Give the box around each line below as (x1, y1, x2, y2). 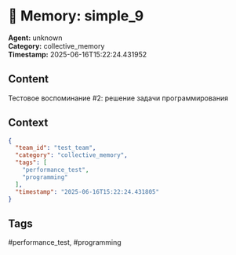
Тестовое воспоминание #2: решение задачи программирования (8, 93, 229, 103)
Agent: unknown (8, 33, 63, 42)
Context (8, 116, 49, 129)
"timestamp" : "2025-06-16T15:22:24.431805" (15, 188, 159, 195)
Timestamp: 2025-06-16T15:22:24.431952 (8, 49, 147, 59)
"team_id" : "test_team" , (15, 144, 96, 152)
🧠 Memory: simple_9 (8, 7, 144, 25)
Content (8, 72, 49, 86)
